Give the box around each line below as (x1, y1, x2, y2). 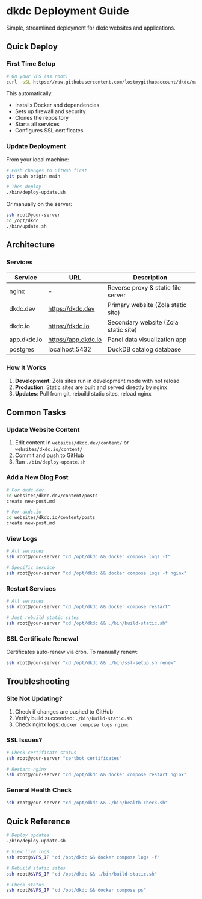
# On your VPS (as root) (6, 73, 69, 79)
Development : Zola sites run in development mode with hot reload (14, 377, 180, 384)
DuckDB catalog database (107, 345, 182, 353)
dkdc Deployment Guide (6, 4, 129, 18)
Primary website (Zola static (107, 301, 187, 310)
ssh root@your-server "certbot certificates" (6, 755, 122, 761)
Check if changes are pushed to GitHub (14, 708, 113, 715)
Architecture (6, 240, 55, 250)
